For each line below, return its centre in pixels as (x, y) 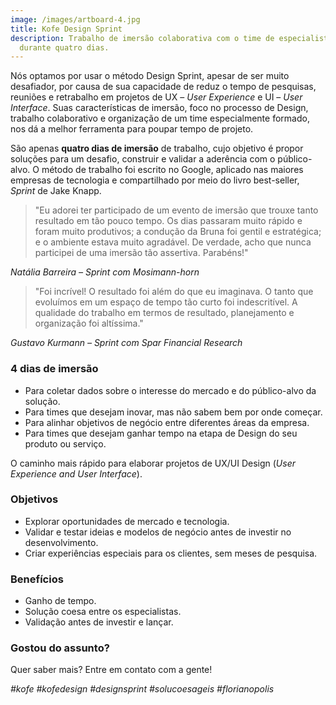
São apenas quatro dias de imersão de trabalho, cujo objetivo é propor (157, 148)
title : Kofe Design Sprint (66, 29)
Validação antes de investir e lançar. (99, 622)
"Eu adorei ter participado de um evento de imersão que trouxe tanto (176, 210)
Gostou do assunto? (60, 648)
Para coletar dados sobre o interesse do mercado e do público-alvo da (170, 390)
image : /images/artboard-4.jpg (75, 19)
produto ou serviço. (65, 443)
